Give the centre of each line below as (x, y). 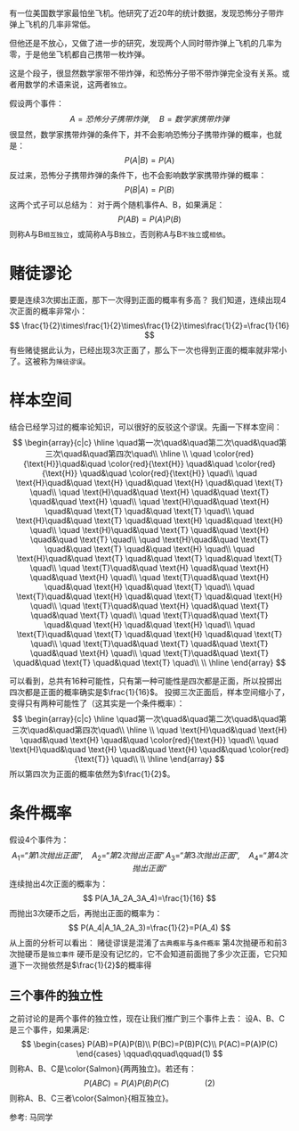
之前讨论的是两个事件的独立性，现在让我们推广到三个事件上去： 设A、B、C (147, 1019)
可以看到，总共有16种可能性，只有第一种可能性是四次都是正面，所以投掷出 (146, 681)
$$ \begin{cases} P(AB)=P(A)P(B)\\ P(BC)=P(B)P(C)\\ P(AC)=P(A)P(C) (149, 1045)
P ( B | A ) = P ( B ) (149, 189)
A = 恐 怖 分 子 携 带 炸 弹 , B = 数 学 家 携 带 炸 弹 (149, 119)
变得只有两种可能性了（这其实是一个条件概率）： (97, 703)
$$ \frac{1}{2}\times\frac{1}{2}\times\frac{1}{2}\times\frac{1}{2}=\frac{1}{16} (149, 325)
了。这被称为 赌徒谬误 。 (50, 361)
